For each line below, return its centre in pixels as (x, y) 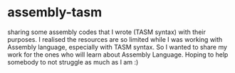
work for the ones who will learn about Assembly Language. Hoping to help (118, 55)
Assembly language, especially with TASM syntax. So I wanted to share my (117, 47)
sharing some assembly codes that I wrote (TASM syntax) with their (107, 32)
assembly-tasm (55, 12)
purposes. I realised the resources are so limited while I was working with (115, 39)
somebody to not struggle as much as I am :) (73, 62)
